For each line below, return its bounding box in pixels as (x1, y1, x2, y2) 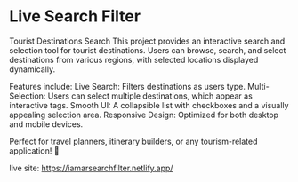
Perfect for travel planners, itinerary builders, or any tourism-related (9, 136, 258, 146)
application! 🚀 (9, 145, 60, 156)
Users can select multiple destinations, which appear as (47, 91, 254, 101)
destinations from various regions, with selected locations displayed (9, 54, 259, 65)
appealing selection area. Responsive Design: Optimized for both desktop (9, 109, 278, 120)
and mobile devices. (9, 118, 84, 130)
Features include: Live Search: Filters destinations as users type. (9, 81, 246, 91)
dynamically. (9, 64, 56, 75)
